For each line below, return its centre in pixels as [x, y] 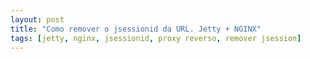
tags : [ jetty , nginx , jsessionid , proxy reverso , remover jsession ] [156, 38]
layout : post [37, 19]
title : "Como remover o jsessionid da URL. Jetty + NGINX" [136, 29]
